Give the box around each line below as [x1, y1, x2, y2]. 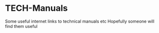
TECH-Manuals [5, 3, 68, 14]
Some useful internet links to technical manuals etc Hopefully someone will [5, 18, 155, 24]
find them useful [5, 23, 38, 29]
